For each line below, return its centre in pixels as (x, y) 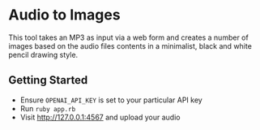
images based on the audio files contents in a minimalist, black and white (130, 45)
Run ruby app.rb (48, 108)
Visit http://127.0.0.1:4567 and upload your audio (100, 117)
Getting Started (48, 80)
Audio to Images (64, 15)
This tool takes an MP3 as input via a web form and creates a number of (128, 37)
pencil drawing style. (43, 54)
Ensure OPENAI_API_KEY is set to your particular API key (111, 100)
